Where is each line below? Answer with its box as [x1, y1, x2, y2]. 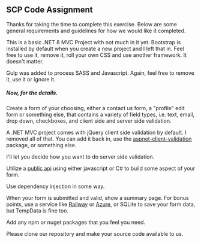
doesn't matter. [6, 57, 44, 65]
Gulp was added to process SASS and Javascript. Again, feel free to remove [6, 69, 195, 77]
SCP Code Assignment [6, 5, 93, 15]
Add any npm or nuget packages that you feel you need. [6, 218, 146, 226]
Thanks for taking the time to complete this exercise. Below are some [6, 20, 177, 28]
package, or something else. [6, 141, 77, 148]
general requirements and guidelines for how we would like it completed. [6, 27, 186, 34]
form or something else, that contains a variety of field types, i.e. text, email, [6, 111, 195, 118]
